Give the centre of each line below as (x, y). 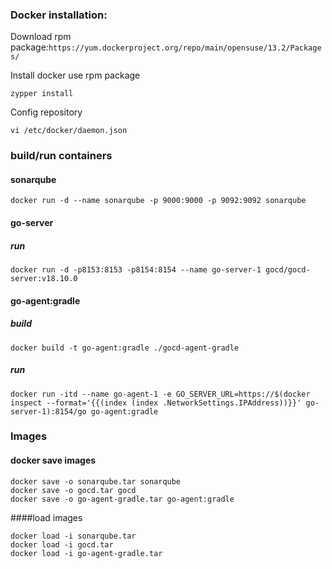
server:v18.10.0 (44, 278)
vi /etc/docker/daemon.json (69, 131)
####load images (46, 517)
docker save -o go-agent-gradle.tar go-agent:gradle (122, 499)
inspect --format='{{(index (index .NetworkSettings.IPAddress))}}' (156, 403)
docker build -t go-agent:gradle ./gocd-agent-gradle (125, 348)
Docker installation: (59, 15)
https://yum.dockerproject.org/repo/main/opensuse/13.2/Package (185, 48)
